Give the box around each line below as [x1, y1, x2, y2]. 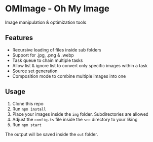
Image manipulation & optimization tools [5, 19, 86, 25]
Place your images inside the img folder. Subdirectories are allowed [12, 111, 149, 117]
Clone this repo [12, 100, 43, 106]
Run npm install [12, 106, 46, 112]
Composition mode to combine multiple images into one [12, 73, 126, 79]
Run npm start [12, 122, 42, 128]
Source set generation [12, 68, 58, 74]
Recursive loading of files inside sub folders [12, 47, 102, 52]
